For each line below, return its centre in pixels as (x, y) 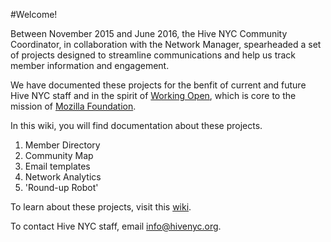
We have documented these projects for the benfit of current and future (158, 85)
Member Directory (62, 145)
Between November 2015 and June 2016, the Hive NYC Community (149, 33)
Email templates (57, 166)
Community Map (59, 155)
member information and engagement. (90, 65)
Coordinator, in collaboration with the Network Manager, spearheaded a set (166, 44)
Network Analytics (63, 177)
